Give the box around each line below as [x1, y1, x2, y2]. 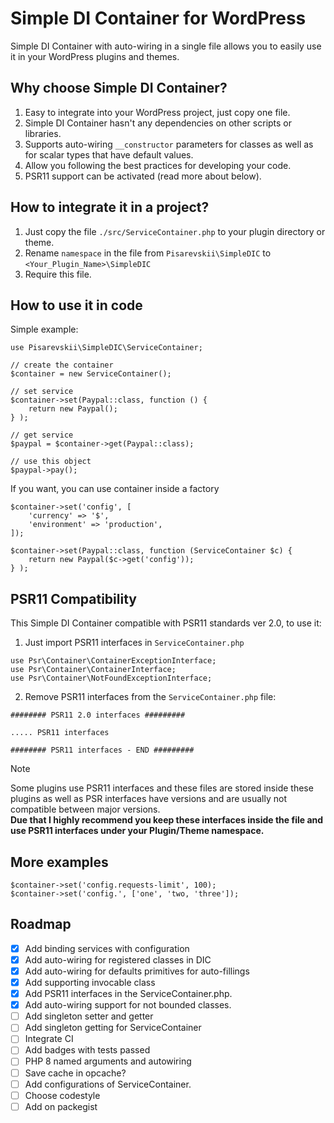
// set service [10, 387, 74, 397]
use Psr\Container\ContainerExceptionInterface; [10, 656, 217, 666]
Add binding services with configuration [24, 942, 190, 954]
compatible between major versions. [10, 803, 161, 816]
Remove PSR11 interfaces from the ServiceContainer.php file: [24, 691, 277, 703]
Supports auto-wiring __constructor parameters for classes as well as [24, 138, 314, 150]
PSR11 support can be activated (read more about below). [24, 170, 262, 182]
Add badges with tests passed [24, 1044, 151, 1056]
